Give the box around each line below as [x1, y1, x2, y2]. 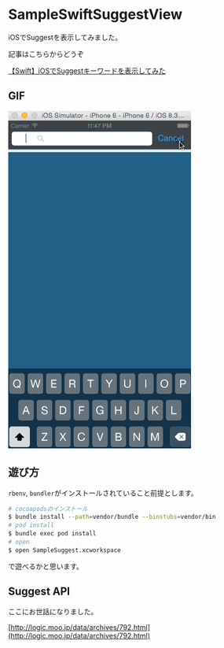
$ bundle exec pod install [8, 530, 97, 538]
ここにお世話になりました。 [8, 606, 98, 616]
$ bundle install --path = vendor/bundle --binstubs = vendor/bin [8, 513, 216, 521]
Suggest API [8, 585, 71, 598]
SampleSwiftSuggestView [8, 6, 183, 24]
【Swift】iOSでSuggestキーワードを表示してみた [8, 65, 167, 76]
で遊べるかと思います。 [8, 561, 84, 571]
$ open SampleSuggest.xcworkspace [8, 546, 122, 554]
